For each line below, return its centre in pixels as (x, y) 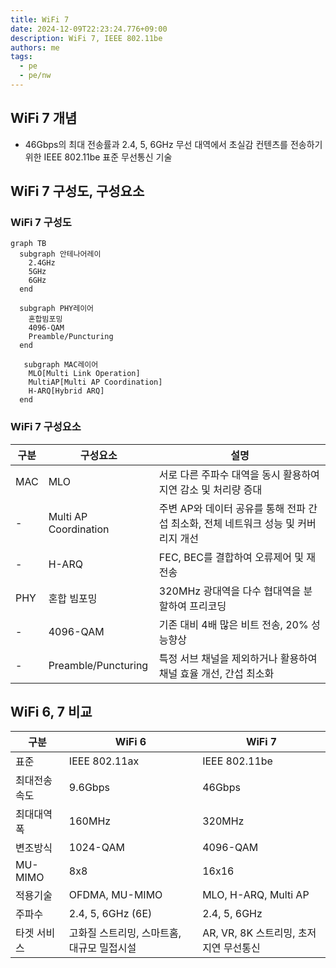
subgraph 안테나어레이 (60, 254)
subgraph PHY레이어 (57, 309)
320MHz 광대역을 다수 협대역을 (230, 591)
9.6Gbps (89, 788)
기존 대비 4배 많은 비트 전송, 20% (233, 624)
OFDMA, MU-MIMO (115, 895)
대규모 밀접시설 (102, 948)
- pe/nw (35, 76)
